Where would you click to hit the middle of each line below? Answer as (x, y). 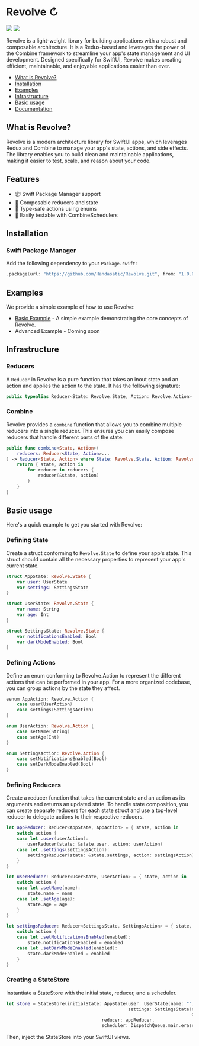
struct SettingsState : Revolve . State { (55, 631)
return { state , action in (50, 464)
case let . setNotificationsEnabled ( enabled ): (74, 937)
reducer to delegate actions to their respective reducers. (75, 817)
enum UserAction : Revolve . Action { (50, 726)
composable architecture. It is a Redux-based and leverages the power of (96, 47)
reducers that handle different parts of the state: (65, 437)
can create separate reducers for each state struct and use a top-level (92, 810)
